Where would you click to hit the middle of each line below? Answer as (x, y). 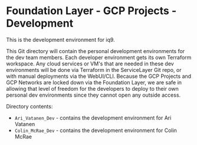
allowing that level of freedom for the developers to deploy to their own (92, 88)
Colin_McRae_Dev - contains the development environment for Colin (96, 130)
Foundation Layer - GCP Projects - (91, 11)
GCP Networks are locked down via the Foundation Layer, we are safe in (94, 82)
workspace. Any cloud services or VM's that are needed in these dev (90, 64)
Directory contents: (29, 106)
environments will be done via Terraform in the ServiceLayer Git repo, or (94, 70)
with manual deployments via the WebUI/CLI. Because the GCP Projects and (99, 76)
